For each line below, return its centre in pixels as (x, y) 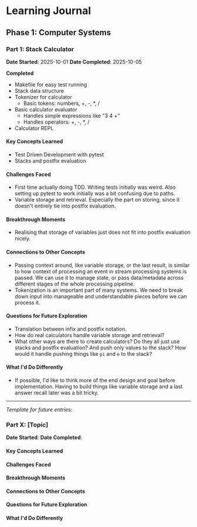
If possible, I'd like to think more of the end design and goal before (95, 380)
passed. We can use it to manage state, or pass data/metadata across (99, 277)
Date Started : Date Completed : (44, 437)
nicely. (23, 239)
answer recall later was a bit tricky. (57, 393)
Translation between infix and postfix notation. (71, 329)
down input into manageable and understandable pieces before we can (101, 296)
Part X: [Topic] (27, 425)
